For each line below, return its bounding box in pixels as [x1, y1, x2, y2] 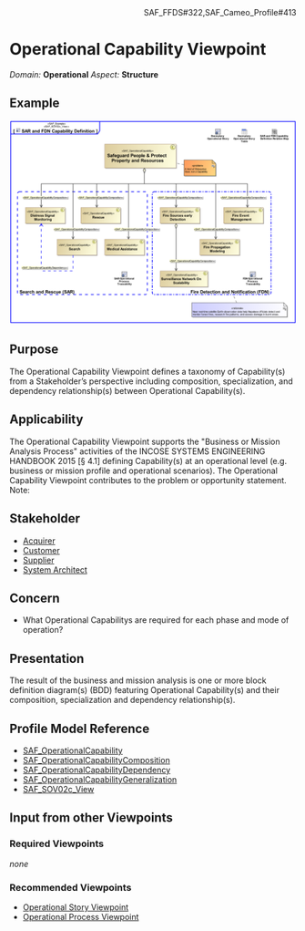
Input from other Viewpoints [9, 810, 173, 826]
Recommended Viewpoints [9, 881, 132, 894]
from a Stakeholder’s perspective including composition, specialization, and [9, 376, 293, 387]
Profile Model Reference [9, 720, 150, 736]
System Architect [22, 564, 88, 575]
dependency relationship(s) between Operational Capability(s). [9, 385, 246, 396]
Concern [9, 590, 61, 605]
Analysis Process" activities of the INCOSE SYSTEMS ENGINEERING [9, 445, 266, 457]
